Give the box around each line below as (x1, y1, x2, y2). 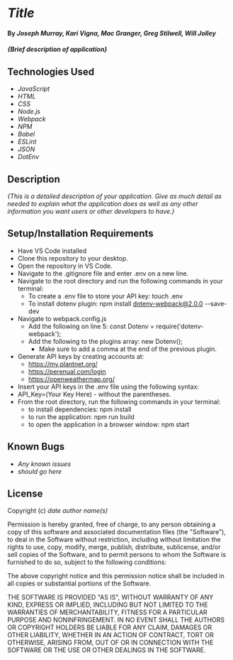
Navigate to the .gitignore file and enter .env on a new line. (17, 269, 189, 278)
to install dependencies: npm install (28, 405, 132, 413)
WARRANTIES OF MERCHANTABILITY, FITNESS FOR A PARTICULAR (7, 608, 208, 617)
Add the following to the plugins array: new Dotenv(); (28, 337, 183, 345)
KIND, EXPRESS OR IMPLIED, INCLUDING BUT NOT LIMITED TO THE (7, 600, 208, 609)
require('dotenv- (155, 322, 204, 330)
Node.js (17, 107, 41, 116)
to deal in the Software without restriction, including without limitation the (7, 535, 221, 544)
